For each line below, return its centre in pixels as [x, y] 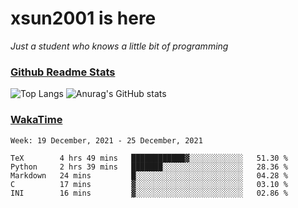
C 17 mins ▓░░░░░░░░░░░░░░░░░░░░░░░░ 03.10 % [149, 184]
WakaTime [36, 120]
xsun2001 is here [83, 18]
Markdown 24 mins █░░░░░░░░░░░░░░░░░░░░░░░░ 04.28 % [149, 175]
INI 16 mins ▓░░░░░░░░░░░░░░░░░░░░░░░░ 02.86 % [149, 193]
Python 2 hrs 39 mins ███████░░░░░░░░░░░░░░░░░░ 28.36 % [149, 167]
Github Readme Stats [63, 72]
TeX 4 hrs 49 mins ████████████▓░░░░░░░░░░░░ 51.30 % [149, 158]
